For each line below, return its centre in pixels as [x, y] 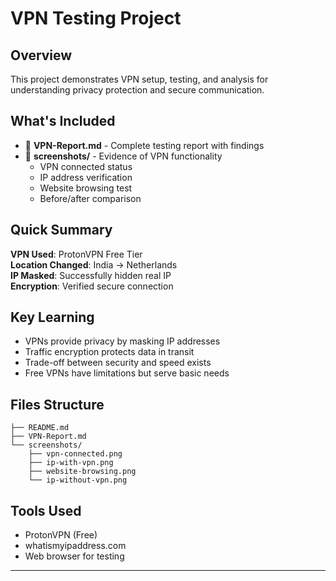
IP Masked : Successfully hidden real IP [91, 275]
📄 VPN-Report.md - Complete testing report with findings [144, 145]
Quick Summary [61, 230]
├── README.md [40, 428]
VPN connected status [86, 166]
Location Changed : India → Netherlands [94, 264]
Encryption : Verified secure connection [92, 286]
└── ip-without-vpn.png [78, 480]
